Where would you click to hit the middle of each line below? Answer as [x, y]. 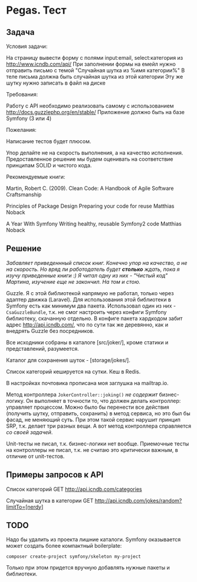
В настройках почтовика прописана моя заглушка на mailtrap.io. [88, 383]
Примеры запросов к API [55, 475]
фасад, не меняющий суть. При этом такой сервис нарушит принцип [93, 419]
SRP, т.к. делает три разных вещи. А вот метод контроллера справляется [99, 426]
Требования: [22, 94]
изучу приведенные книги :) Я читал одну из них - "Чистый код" [87, 275]
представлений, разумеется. [42, 348]
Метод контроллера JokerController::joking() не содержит [82, 395]
